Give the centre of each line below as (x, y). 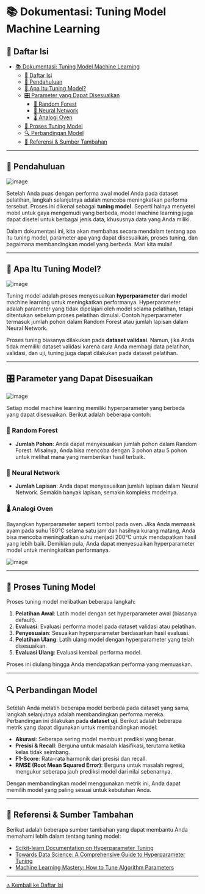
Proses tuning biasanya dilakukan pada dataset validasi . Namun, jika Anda (100, 340)
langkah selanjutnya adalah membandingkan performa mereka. (85, 714)
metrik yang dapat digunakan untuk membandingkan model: (82, 727)
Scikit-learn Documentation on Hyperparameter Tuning (84, 848)
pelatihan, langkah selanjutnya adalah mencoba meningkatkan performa (97, 200)
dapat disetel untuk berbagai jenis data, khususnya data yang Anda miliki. (99, 219)
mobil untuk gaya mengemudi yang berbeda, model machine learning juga (100, 213)
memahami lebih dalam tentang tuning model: (64, 836)
